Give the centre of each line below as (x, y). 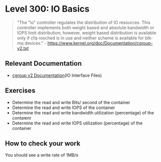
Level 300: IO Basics (47, 9)
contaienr (22, 118)
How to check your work (43, 143)
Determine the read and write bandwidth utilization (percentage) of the (83, 112)
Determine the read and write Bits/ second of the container (71, 102)
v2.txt (23, 48)
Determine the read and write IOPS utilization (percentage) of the (77, 123)
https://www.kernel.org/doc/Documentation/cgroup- (100, 43)
